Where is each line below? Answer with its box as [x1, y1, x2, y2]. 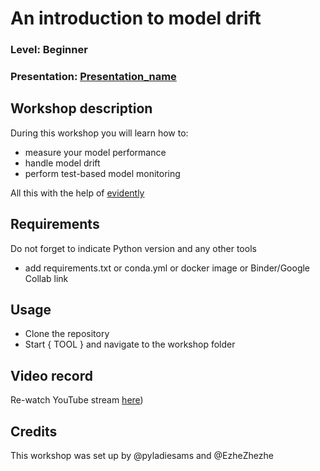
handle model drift [24, 157, 101, 169]
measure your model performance [24, 146, 167, 158]
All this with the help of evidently [10, 187, 145, 199]
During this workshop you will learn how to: [10, 127, 189, 139]
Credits [10, 423, 58, 440]
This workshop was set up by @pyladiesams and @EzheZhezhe [10, 450, 274, 462]
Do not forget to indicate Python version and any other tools [10, 242, 257, 254]
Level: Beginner [10, 43, 88, 57]
